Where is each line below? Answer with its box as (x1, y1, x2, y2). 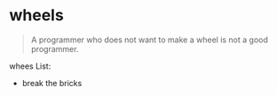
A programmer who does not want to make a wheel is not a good (30, 34, 269, 45)
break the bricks (21, 77, 83, 88)
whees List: (9, 61, 51, 71)
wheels (9, 5, 64, 26)
